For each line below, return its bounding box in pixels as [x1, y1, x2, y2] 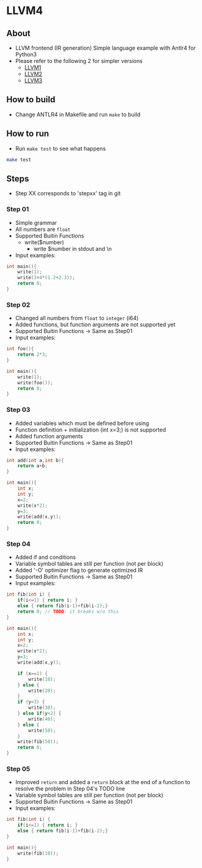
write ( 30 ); [28, 705, 56, 711]
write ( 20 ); [28, 687, 56, 694]
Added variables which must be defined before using [15, 419, 149, 427]
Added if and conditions [15, 553, 77, 561]
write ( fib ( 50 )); [17, 739, 59, 745]
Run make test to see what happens [15, 144, 106, 152]
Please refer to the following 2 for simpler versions [15, 58, 143, 64]
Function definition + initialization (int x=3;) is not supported [15, 426, 166, 433]
